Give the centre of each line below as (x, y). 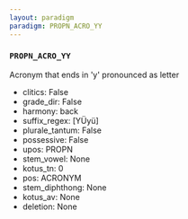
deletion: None (50, 206)
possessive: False (55, 139)
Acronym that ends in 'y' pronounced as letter (94, 74)
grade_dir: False (52, 101)
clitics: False (45, 92)
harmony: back (50, 111)
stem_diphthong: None (64, 187)
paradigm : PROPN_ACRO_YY (56, 26)
